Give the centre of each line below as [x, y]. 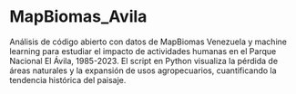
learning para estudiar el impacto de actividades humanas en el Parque [143, 51]
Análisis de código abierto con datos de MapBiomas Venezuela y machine [148, 42]
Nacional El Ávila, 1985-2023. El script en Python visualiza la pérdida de [144, 61]
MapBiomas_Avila [78, 17]
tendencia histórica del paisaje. [68, 80]
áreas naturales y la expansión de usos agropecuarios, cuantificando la [143, 70]
